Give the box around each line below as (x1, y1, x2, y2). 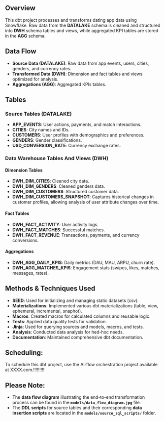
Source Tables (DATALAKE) (5, 110, 72, 117)
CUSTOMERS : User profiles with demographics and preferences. (12, 132, 145, 138)
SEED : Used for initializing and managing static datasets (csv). (12, 297, 139, 303)
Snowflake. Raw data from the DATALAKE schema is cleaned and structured (5, 22, 161, 28)
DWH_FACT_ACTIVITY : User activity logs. (12, 221, 99, 227)
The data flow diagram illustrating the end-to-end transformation (12, 394, 145, 400)
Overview (5, 4, 36, 12)
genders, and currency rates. (12, 65, 71, 71)
